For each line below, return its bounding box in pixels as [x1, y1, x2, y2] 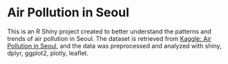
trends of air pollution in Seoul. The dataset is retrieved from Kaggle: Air [7, 34, 212, 42]
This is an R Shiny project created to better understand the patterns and [7, 27, 212, 35]
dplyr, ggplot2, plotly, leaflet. [7, 49, 88, 57]
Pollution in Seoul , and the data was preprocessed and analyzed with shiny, [7, 42, 222, 50]
